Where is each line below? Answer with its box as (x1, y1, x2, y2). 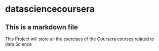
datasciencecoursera (5, 3, 95, 15)
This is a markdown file (5, 23, 78, 31)
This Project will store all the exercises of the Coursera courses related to (5, 36, 155, 42)
